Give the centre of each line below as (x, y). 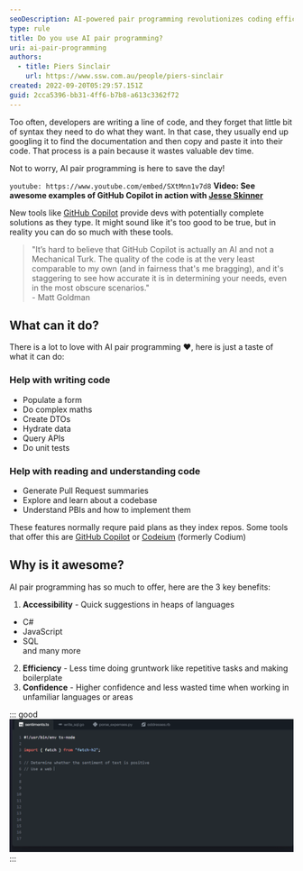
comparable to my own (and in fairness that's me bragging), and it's (157, 268)
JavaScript (42, 631)
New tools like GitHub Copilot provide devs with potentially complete (137, 213)
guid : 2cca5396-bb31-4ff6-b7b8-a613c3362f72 (94, 95)
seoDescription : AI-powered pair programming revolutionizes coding (141, 19)
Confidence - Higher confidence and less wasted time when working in (156, 687)
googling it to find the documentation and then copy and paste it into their (147, 141)
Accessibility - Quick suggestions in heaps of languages (128, 604)
